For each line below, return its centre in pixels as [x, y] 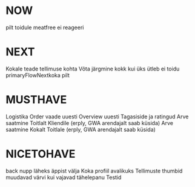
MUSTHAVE [36, 100]
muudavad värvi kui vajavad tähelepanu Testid [64, 177]
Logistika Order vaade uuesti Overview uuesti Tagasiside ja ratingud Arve [97, 117]
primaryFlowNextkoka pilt [38, 75]
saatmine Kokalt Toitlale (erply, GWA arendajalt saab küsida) [81, 129]
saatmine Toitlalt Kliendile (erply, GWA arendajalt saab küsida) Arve [90, 123]
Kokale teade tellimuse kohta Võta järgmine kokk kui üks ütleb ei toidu [93, 69]
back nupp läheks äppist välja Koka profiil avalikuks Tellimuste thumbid [94, 171]
